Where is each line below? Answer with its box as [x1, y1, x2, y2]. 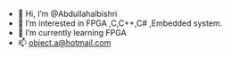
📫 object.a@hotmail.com [17, 37, 111, 48]
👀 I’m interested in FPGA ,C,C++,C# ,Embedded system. [17, 18, 223, 28]
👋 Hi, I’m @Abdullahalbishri [17, 9, 118, 19]
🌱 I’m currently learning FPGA [17, 28, 127, 37]
